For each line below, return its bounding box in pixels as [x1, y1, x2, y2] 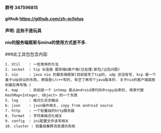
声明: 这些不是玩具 [5, 27, 42, 33]
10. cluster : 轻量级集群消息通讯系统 [5, 124, 76, 129]
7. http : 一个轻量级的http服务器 [5, 108, 75, 113]
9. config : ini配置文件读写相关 [5, 118, 69, 123]
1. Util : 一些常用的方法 [5, 62, 59, 66]
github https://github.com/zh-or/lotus [5, 16, 84, 22]
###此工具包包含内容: [5, 51, 48, 57]
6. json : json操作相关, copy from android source [5, 103, 113, 108]
